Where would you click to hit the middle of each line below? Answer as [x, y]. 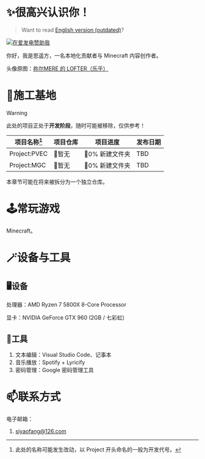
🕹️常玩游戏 [33, 209]
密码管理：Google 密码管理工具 [55, 370]
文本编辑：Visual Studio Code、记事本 [63, 354]
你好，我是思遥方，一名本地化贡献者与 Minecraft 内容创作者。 [84, 55]
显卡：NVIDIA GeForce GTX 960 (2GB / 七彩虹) [66, 318]
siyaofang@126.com [41, 431]
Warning [17, 113]
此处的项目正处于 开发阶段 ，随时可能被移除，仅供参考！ [76, 125]
